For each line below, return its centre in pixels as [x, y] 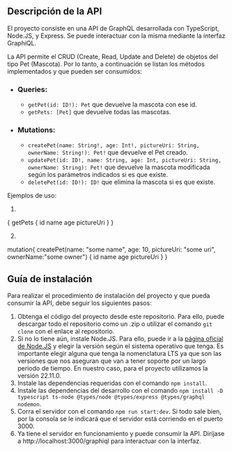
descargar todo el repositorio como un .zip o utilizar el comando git [115, 324]
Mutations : [36, 130]
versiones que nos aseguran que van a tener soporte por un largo [111, 361]
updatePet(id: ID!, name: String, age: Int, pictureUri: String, [124, 161]
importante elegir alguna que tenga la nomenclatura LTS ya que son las [119, 354]
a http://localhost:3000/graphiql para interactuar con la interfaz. [109, 441]
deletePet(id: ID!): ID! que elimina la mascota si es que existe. [122, 182]
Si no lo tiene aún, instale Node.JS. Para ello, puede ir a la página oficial [120, 339]
